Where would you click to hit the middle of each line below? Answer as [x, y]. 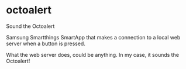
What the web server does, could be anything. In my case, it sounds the [93, 55]
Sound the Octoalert [30, 26]
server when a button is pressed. [46, 43]
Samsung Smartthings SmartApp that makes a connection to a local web [93, 37]
